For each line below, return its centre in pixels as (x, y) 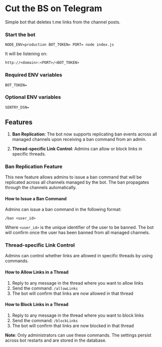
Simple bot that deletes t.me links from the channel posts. (63, 22)
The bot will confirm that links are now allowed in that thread (73, 293)
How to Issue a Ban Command (36, 198)
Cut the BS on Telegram (54, 9)
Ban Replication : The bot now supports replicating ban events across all (84, 134)
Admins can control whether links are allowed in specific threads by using (79, 256)
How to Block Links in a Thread (37, 305)
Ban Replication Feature (34, 166)
